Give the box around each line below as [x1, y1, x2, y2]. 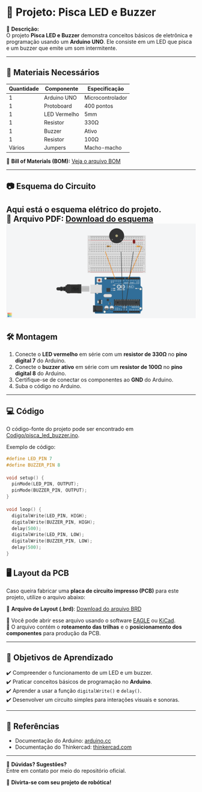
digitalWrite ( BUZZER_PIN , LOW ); [11, 538, 93, 544]
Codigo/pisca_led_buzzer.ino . [6, 431, 80, 439]
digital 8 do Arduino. [14, 370, 67, 377]
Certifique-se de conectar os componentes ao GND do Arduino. [14, 376, 174, 383]
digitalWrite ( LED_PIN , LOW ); [11, 532, 85, 538]
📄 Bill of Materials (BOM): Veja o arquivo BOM [6, 157, 121, 165]
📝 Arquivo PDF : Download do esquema [6, 214, 154, 224]
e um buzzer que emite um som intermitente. [6, 44, 117, 52]
